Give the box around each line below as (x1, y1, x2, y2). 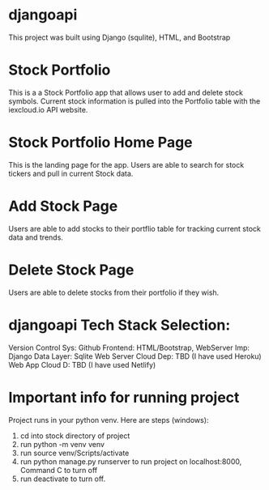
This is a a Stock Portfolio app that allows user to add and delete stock (8, 87, 243, 97)
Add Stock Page (8, 197, 118, 215)
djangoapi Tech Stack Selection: (8, 316, 231, 334)
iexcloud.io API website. (8, 104, 88, 114)
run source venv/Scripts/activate (19, 448, 130, 458)
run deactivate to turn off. (19, 474, 106, 484)
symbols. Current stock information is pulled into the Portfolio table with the (8, 96, 261, 106)
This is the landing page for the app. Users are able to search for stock (8, 160, 245, 169)
